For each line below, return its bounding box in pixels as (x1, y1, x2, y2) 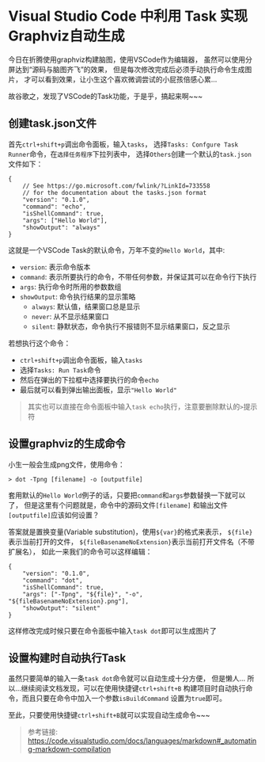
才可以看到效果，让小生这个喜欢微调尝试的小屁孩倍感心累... (23, 74, 218, 84)
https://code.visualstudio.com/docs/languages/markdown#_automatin (27, 736, 257, 745)
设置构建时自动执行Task (8, 651, 127, 665)
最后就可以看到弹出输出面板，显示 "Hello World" (19, 385, 177, 394)
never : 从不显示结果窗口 (31, 311, 109, 321)
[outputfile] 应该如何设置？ (8, 510, 100, 520)
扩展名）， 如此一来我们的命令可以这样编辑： (8, 547, 153, 556)
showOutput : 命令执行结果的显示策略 (19, 291, 136, 301)
